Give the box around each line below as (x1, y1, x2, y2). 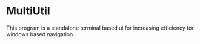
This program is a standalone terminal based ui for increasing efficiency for (6, 24, 194, 31)
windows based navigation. (6, 30, 75, 37)
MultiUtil (6, 4, 50, 18)
